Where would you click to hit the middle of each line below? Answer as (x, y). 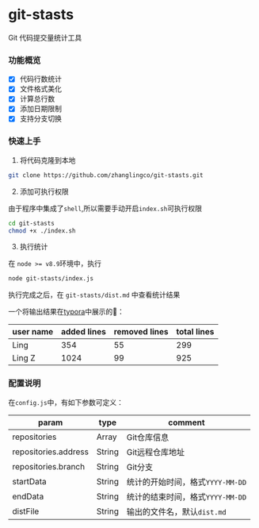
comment (187, 422)
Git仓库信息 (148, 437)
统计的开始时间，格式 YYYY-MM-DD (187, 482)
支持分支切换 (40, 119)
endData (28, 496)
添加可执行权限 (44, 191)
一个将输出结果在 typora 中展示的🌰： (67, 312)
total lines (195, 332)
